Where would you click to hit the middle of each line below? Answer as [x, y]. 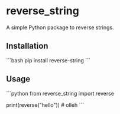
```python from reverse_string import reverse [60, 93]
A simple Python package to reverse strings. [60, 27]
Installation [27, 46]
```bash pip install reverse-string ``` [48, 60]
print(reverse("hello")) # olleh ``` [45, 104]
